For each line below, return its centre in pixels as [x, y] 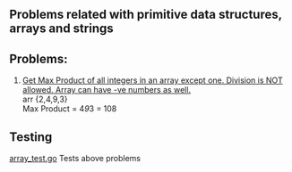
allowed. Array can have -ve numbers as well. [106, 90]
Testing [31, 137]
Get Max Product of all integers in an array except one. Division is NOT [153, 80]
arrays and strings [61, 29]
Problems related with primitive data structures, [146, 15]
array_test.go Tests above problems [75, 159]
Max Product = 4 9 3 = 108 [69, 109]
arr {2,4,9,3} [45, 99]
